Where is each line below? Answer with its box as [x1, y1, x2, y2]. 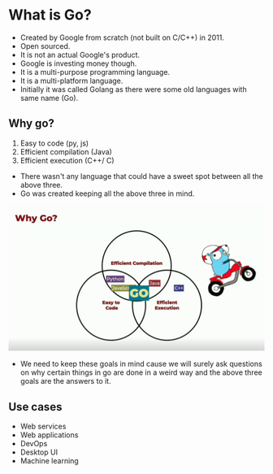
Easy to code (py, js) [19, 138, 89, 148]
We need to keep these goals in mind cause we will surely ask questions [19, 359, 262, 369]
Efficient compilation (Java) [19, 146, 112, 156]
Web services [19, 421, 67, 431]
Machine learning [19, 456, 79, 465]
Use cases [8, 400, 63, 414]
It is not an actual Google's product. [19, 50, 141, 59]
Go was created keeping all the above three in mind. [19, 189, 195, 198]
